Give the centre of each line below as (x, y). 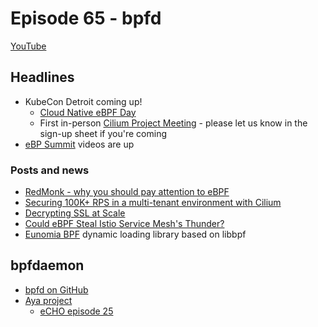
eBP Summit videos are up (79, 144)
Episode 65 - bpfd (86, 18)
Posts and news (50, 170)
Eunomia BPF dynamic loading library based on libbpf (135, 234)
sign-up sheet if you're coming (103, 133)
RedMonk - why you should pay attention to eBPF (127, 192)
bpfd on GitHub (56, 289)
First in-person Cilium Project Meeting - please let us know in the (173, 123)
